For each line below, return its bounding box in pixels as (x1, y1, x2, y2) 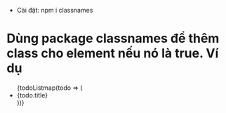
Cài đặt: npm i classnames (16, 6, 93, 14)
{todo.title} (16, 91, 48, 99)
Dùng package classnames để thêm (6, 31, 220, 46)
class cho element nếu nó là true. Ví (6, 46, 219, 62)
